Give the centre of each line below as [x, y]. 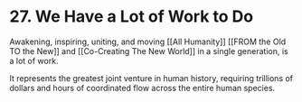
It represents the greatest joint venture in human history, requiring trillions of [151, 78]
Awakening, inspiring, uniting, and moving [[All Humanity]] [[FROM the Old [148, 42]
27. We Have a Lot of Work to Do [132, 17]
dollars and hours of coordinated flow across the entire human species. [142, 88]
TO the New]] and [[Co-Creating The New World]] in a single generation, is [149, 51]
